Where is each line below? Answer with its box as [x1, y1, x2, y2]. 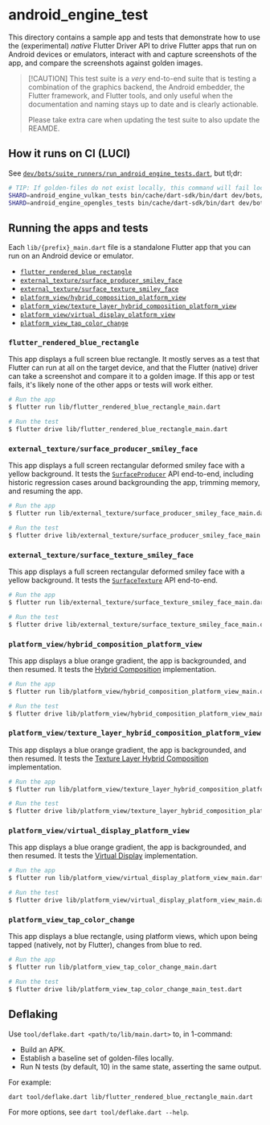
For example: [8, 1077, 52, 1087]
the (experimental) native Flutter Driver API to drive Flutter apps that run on [8, 40, 257, 50]
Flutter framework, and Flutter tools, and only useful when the [27, 90, 233, 100]
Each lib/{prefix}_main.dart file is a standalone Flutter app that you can [8, 243, 252, 252]
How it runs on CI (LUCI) [8, 147, 131, 160]
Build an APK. [19, 1044, 66, 1054]
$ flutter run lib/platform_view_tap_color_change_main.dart [8, 963, 218, 972]
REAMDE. [27, 123, 60, 133]
